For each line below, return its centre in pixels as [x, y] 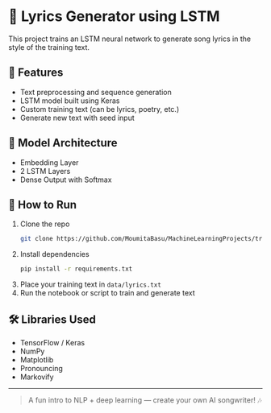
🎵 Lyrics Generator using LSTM [114, 17]
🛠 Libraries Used [52, 319]
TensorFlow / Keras [52, 342]
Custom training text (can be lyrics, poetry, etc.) [100, 109]
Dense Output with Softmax [66, 180]
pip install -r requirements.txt [76, 269]
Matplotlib [37, 359]
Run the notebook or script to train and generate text [107, 293]
